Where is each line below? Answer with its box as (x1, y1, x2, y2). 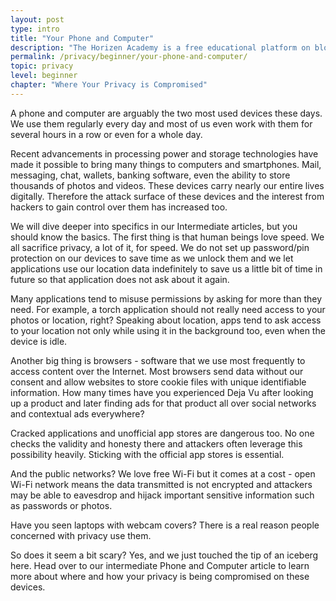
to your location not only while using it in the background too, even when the (10, 324, 326, 336)
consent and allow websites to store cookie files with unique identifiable (10, 376, 307, 388)
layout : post (10, 14, 65, 25)
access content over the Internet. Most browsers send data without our (10, 365, 304, 377)
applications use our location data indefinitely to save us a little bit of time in (10, 262, 323, 275)
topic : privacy (10, 61, 74, 71)
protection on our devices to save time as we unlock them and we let (10, 252, 294, 264)
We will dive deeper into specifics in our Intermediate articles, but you (10, 220, 298, 232)
